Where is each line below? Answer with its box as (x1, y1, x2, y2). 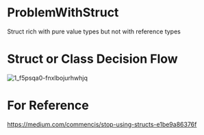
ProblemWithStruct (7, 5, 119, 20)
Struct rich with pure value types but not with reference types (7, 27, 181, 35)
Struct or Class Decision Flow (7, 51, 178, 67)
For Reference (7, 97, 89, 113)
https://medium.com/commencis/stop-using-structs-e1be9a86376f (7, 120, 197, 128)
